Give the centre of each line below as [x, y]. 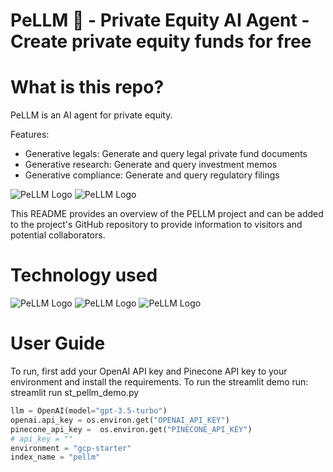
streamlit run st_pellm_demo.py [75, 392]
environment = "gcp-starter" [71, 448]
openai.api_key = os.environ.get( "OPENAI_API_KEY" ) [120, 420]
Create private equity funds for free [161, 41]
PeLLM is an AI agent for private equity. [91, 115]
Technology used [84, 275]
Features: [30, 135]
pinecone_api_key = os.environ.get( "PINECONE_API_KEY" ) [131, 429]
